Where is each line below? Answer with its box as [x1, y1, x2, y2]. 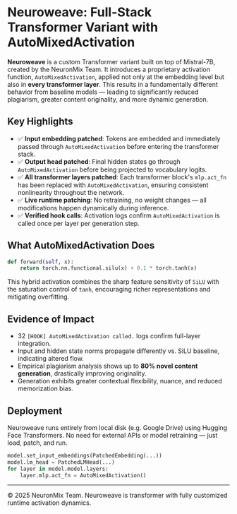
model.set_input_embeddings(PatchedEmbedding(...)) [7, 452, 162, 459]
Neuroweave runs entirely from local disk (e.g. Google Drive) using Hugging [7, 423, 228, 431]
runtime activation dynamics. [7, 498, 92, 507]
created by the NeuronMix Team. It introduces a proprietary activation [7, 65, 210, 73]
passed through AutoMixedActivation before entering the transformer [17, 142, 219, 150]
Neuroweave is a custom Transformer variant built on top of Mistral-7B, [7, 57, 216, 66]
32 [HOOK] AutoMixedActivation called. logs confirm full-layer [17, 332, 201, 340]
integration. [17, 340, 51, 348]
